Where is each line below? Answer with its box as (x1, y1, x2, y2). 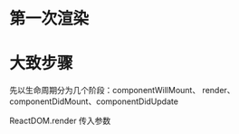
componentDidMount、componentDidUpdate (9, 96, 179, 107)
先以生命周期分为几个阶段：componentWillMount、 (9, 85, 201, 96)
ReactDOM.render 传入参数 (9, 115, 111, 127)
